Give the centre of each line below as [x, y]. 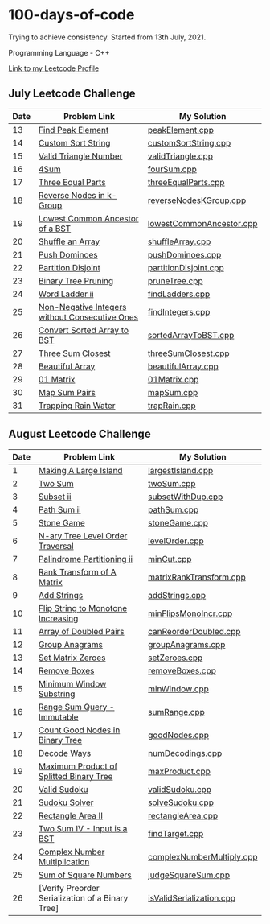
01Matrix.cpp [173, 379]
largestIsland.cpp [181, 470]
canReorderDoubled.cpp [194, 631]
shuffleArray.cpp [179, 241]
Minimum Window [73, 683]
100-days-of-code [72, 15]
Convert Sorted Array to [84, 330]
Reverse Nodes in [72, 195]
